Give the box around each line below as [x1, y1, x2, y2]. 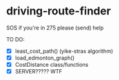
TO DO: [6, 35, 25, 43]
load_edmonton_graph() [14, 54, 75, 61]
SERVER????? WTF [14, 68, 62, 75]
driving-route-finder [6, 4, 111, 18]
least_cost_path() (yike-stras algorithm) [14, 47, 114, 55]
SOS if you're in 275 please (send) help [6, 24, 104, 31]
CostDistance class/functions [14, 61, 89, 69]
